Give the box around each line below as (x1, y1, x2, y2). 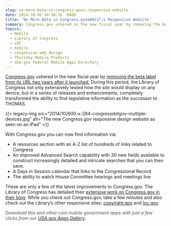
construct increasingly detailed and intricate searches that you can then (12, 158, 164, 164)
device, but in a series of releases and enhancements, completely (5, 90, 144, 96)
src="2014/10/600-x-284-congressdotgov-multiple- (38, 111, 148, 117)
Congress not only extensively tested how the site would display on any (5, 85, 156, 91)
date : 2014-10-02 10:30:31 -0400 (5, 12, 76, 17)
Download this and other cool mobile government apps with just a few (5, 210, 153, 216)
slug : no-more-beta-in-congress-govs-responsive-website (5, 7, 129, 13)
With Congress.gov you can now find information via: (5, 131, 117, 138)
